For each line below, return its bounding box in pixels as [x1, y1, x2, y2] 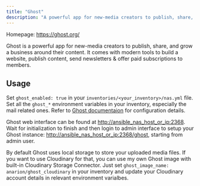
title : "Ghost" [6, 8, 44, 15]
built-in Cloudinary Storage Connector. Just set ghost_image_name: [6, 162, 169, 169]
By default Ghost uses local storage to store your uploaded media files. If [6, 149, 186, 156]
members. [6, 61, 32, 69]
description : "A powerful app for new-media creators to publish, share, [6, 14, 194, 20]
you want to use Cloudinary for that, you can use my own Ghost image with [6, 156, 191, 163]
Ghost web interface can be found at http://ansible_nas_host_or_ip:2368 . [6, 119, 186, 126]
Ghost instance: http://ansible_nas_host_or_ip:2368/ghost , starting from [6, 131, 183, 138]
